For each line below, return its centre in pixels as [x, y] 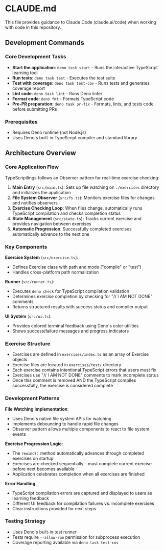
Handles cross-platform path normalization [56, 272]
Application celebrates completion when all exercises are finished [78, 474]
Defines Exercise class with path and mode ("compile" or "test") [77, 267]
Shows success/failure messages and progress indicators [70, 331]
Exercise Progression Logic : [34, 444]
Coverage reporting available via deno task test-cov [65, 542]
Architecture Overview [41, 153]
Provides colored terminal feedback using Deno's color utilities [75, 325]
